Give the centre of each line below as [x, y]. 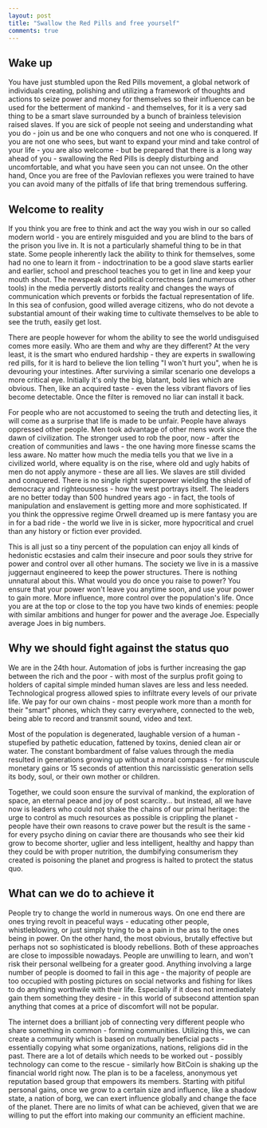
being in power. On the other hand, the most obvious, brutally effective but [131, 938]
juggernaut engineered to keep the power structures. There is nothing [123, 572]
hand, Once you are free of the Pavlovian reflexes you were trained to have [132, 176]
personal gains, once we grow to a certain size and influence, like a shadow [133, 1090]
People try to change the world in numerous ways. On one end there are [127, 913]
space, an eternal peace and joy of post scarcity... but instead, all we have [130, 800]
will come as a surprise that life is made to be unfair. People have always [128, 421]
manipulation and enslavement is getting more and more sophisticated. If [128, 506]
